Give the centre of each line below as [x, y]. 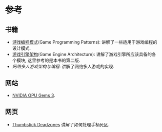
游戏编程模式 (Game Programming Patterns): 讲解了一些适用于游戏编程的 [85, 42]
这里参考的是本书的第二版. [54, 60]
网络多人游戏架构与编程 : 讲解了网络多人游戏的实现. [63, 66]
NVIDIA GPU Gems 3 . [33, 95]
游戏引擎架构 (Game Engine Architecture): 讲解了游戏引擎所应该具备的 [82, 54]
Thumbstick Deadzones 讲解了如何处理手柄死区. [61, 124]
